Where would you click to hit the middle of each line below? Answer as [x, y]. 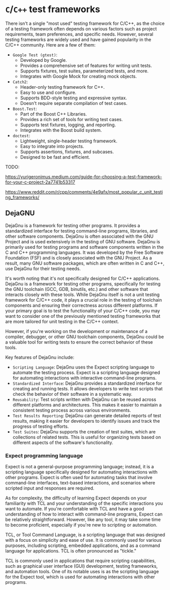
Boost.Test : [25, 108]
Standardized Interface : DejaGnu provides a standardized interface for [87, 383]
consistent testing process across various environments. [72, 410]
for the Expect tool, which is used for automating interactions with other [80, 577]
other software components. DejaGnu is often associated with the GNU [79, 236]
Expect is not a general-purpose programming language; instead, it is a [80, 467]
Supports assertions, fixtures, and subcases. [67, 152]
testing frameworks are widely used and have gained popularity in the [78, 40]
